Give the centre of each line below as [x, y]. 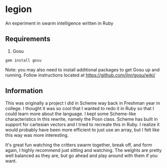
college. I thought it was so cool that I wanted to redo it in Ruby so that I [80, 108]
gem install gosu [23, 60]
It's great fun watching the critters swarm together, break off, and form [79, 145]
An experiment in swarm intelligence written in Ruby [59, 23]
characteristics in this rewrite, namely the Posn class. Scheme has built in [81, 119]
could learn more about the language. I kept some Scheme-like [71, 114]
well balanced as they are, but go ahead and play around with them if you [81, 155]
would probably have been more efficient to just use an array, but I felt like [82, 130]
